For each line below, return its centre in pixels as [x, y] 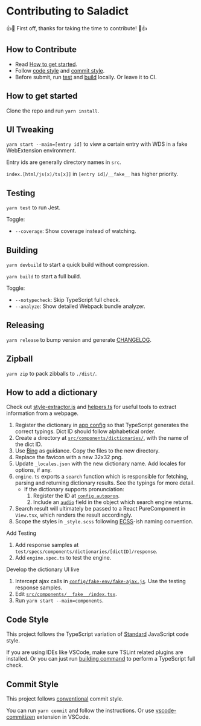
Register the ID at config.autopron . [76, 496]
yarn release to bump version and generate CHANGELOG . [79, 339]
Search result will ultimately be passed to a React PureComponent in [100, 509]
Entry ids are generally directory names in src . [64, 162]
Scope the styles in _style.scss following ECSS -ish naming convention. [104, 522]
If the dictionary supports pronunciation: [74, 489]
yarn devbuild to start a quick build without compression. [78, 265]
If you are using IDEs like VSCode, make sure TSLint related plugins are [95, 652]
